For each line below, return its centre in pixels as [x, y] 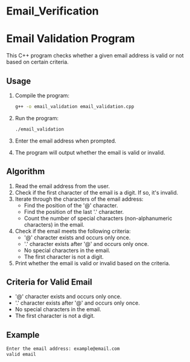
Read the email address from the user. [62, 186]
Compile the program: [42, 95]
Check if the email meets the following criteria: [73, 231]
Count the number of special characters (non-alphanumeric [98, 218]
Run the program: [37, 118]
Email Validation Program [71, 39]
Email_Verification [53, 11]
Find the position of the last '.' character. [74, 212]
